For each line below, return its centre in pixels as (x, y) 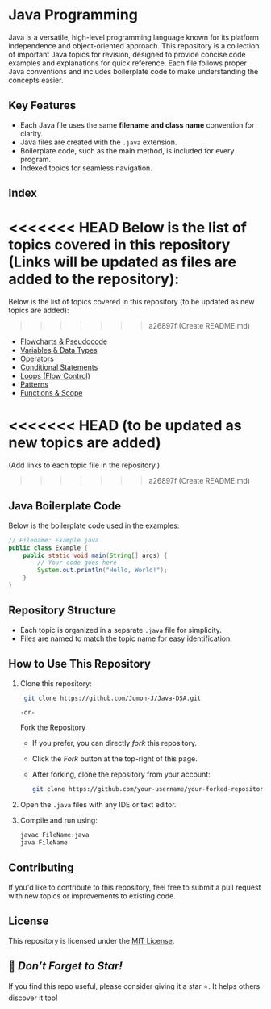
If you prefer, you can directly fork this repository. (115, 743)
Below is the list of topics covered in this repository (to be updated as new (131, 302)
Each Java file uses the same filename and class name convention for (137, 125)
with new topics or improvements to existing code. (92, 896)
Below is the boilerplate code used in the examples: (94, 525)
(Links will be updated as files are (122, 262)
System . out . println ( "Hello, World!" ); (102, 571)
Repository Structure (63, 611)
